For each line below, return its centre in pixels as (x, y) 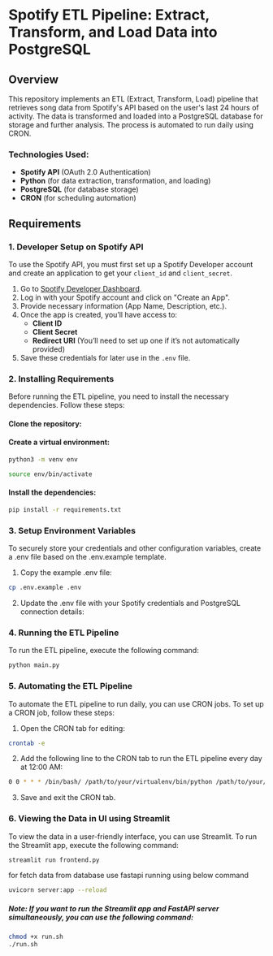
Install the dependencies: (52, 492)
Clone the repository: (45, 423)
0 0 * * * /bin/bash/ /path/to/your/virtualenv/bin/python (110, 782)
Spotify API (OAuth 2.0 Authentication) (86, 172)
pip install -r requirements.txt (65, 510)
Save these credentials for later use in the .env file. (105, 357)
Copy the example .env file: (66, 573)
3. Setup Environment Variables (72, 530)
